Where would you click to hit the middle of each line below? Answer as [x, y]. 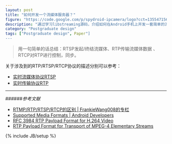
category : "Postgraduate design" [41, 29]
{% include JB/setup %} [31, 136]
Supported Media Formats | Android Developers [63, 115]
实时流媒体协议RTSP [34, 77]
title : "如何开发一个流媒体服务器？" [40, 15]
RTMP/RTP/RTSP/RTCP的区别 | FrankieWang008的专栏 [71, 109]
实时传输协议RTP [30, 83]
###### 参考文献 [23, 99]
